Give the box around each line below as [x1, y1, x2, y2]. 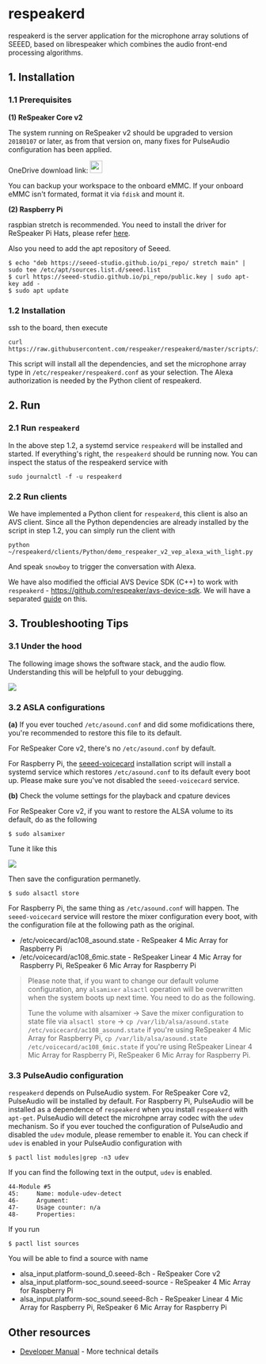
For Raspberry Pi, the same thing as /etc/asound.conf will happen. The [8, 903, 239, 913]
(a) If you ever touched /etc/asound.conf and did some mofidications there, [8, 720, 255, 729]
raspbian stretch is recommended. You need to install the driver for [8, 219, 227, 230]
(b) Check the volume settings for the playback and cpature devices [8, 791, 231, 800]
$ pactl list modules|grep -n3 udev [8, 1153, 129, 1162]
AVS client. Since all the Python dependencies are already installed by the [8, 517, 249, 526]
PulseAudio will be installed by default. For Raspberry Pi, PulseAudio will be [8, 1096, 254, 1106]
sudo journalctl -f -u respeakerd [8, 473, 123, 481]
